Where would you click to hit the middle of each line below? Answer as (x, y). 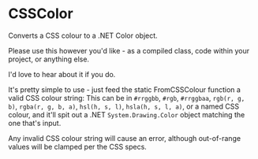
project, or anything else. (49, 59)
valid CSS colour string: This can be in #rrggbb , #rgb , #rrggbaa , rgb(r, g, (127, 98)
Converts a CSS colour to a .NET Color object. (83, 35)
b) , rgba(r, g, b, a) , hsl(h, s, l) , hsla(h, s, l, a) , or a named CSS (123, 106)
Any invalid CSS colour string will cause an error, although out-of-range (125, 138)
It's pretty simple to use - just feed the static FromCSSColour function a (124, 89)
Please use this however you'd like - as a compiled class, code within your (129, 50)
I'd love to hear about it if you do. (62, 74)
